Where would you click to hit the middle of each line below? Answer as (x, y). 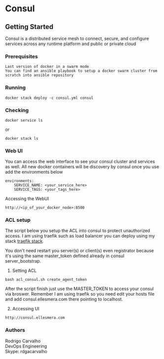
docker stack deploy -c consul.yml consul (49, 98)
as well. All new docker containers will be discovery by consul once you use (82, 167)
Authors (15, 330)
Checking (17, 110)
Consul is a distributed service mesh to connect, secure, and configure (77, 38)
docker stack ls (22, 138)
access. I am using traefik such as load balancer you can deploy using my (80, 236)
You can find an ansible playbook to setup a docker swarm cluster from (81, 71)
